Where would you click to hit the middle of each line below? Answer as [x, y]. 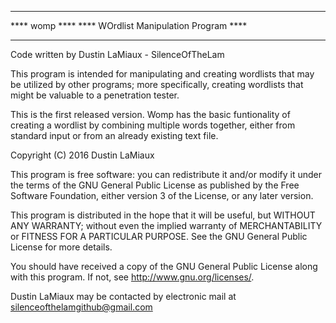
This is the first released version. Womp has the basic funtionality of [150, 114]
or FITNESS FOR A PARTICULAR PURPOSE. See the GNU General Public [159, 236]
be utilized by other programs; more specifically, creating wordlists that [157, 84]
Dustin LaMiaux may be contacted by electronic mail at [123, 296]
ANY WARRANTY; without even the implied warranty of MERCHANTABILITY [166, 225]
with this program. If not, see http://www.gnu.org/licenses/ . [132, 277]
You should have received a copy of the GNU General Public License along [164, 266]
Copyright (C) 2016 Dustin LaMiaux [82, 155]
